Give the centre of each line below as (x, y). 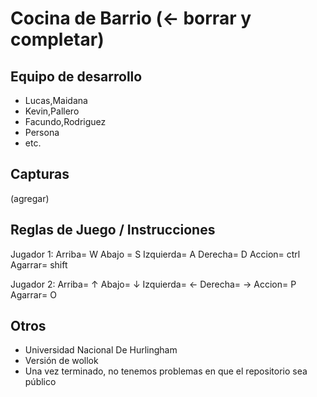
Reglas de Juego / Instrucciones (113, 230)
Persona (42, 132)
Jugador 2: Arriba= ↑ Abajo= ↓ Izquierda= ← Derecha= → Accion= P (153, 284)
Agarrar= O (33, 294)
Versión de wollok (61, 361)
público (40, 382)
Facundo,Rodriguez (65, 121)
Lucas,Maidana (56, 100)
